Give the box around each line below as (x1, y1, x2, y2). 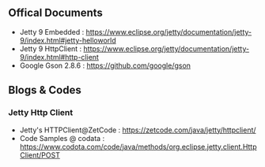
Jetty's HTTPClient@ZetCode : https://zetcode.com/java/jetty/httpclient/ (19, 125, 256, 135)
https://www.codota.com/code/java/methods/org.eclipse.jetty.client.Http (19, 142, 257, 151)
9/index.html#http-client (19, 52, 99, 61)
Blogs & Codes (8, 83, 81, 97)
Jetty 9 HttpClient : (19, 43, 82, 54)
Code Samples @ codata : (19, 133, 105, 143)
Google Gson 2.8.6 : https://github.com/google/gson (19, 61, 191, 70)
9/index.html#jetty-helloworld (19, 35, 116, 45)
